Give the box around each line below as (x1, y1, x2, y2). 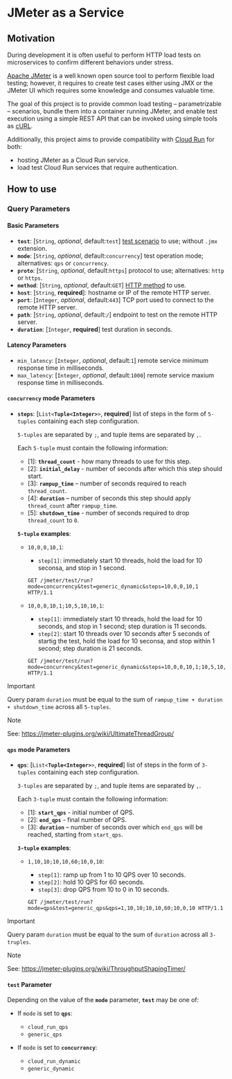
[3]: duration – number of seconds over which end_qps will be (27, 823, 203, 832)
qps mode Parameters (7, 745, 71, 753)
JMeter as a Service (7, 5, 125, 21)
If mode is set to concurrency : (17, 1044, 98, 1052)
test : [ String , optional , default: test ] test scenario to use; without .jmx (17, 237, 218, 245)
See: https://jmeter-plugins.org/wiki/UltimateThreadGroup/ (7, 729, 175, 738)
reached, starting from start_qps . (27, 830, 123, 839)
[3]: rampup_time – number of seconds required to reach (27, 479, 187, 488)
